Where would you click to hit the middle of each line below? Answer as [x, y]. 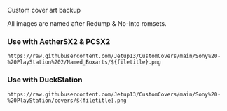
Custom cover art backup [44, 10]
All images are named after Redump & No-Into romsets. [87, 23]
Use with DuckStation [45, 80]
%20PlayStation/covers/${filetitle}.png [67, 101]
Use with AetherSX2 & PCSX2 [59, 41]
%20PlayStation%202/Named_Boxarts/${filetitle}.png [84, 62]
